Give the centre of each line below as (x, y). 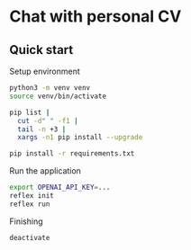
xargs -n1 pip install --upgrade (80, 138)
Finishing (26, 221)
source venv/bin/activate (58, 96)
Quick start (41, 50)
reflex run (30, 204)
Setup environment (45, 71)
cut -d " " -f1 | (48, 121)
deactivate (30, 237)
